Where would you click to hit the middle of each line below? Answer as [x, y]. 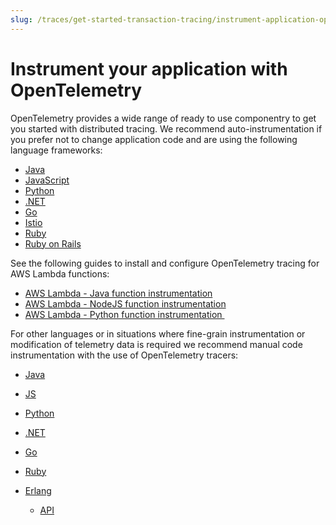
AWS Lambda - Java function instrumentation [118, 293]
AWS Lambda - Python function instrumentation [123, 314]
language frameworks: [56, 150]
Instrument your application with [149, 68]
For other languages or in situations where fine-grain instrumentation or [158, 333]
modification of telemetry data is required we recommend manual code [156, 344]
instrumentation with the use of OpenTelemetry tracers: [124, 355]
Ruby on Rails [53, 243]
